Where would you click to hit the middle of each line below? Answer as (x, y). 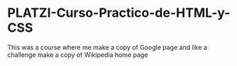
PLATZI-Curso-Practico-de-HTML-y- (119, 13)
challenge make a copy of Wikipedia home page (78, 55)
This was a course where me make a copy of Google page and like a (108, 47)
